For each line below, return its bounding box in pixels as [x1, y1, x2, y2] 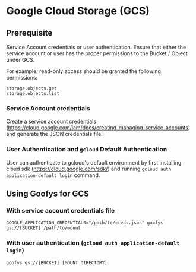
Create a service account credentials [6, 118, 97, 125]
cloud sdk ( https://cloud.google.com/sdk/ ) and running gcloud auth [6, 165, 172, 172]
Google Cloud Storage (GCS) [6, 4, 150, 18]
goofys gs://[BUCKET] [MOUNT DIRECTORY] [6, 260, 108, 265]
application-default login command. [6, 171, 100, 179]
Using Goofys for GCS [6, 188, 89, 198]
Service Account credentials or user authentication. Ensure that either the [6, 43, 186, 50]
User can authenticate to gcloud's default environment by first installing [6, 159, 182, 166]
